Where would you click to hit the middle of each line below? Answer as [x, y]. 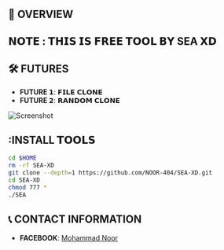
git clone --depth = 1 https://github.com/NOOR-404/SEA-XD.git [110, 173]
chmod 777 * [28, 187]
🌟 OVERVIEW [41, 15]
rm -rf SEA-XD [31, 166]
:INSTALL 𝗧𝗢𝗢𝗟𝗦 [52, 140]
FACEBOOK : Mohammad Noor [69, 238]
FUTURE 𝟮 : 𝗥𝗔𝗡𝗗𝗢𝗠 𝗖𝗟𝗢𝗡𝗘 [70, 100]
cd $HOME [22, 158]
